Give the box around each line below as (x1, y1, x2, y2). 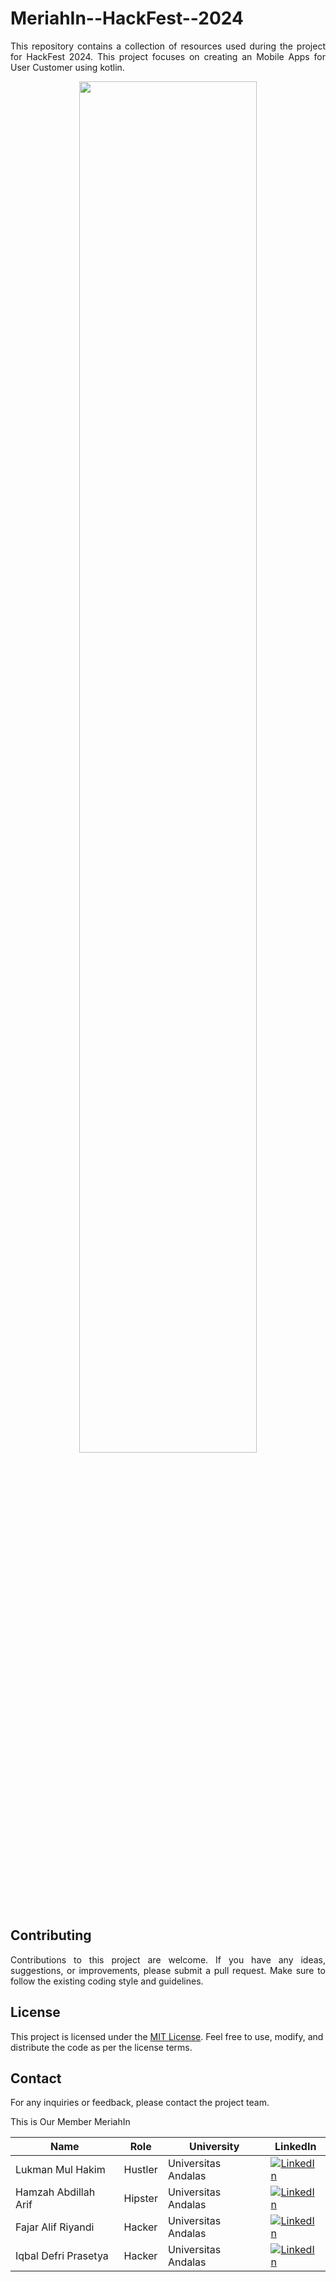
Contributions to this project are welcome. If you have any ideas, (10, 1953, 326, 1966)
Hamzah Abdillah (15, 2185, 96, 2199)
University (188, 2140, 240, 2154)
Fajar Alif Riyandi (15, 2220, 95, 2234)
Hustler (123, 2163, 158, 2177)
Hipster (123, 2192, 158, 2206)
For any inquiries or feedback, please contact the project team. (10, 2097, 270, 2109)
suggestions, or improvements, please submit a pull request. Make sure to (10, 1964, 326, 1976)
